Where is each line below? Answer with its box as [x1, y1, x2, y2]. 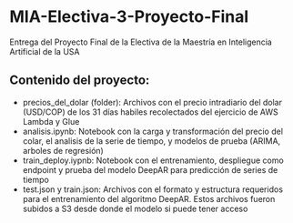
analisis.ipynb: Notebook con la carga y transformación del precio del [22, 126, 284, 137]
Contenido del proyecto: [9, 73, 150, 88]
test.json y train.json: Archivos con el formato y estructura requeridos [22, 184, 284, 195]
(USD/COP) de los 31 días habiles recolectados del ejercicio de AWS [22, 106, 279, 117]
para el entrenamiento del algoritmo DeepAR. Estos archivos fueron [22, 193, 276, 204]
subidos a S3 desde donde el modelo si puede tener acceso [22, 203, 248, 214]
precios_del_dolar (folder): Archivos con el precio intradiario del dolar [22, 96, 282, 107]
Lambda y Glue [22, 116, 80, 127]
